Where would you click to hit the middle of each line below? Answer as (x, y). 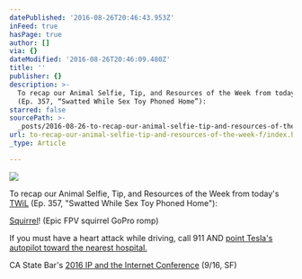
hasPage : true (36, 34)
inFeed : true (34, 26)
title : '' (28, 68)
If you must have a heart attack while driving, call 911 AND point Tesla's (141, 238)
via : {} (24, 51)
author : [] (30, 43)
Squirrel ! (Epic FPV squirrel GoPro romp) (84, 220)
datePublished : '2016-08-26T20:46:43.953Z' (92, 18)
